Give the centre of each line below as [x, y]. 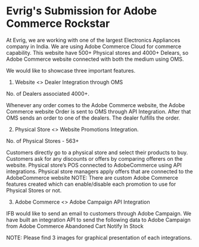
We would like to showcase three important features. [71, 70]
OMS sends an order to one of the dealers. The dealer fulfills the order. [93, 118]
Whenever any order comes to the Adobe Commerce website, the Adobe [96, 105]
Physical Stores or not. [34, 190]
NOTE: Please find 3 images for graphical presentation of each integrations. [99, 237]
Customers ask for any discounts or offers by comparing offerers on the [94, 158]
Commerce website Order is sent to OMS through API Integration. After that [99, 111]
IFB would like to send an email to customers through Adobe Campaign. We [99, 213]
